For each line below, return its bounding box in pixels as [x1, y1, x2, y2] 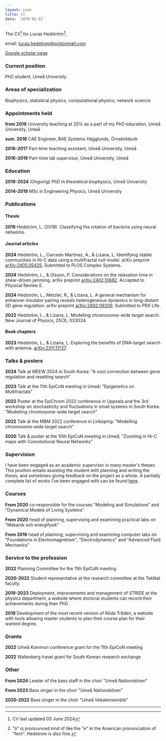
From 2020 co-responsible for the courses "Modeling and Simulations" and [5, 502, 159, 508]
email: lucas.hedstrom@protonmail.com [5, 41, 86, 47]
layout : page [5, 7, 32, 12]
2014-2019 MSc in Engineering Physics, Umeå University [5, 188, 122, 194]
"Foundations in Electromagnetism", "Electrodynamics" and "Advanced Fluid [5, 536, 161, 543]
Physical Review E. [5, 282, 43, 288]
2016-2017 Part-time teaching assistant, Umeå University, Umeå [5, 145, 137, 151]
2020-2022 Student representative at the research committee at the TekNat [5, 575, 161, 581]
